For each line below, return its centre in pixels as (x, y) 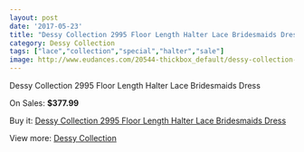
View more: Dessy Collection (63, 138)
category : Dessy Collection (62, 43)
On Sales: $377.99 (44, 103)
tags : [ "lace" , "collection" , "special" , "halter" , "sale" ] (117, 52)
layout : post (34, 18)
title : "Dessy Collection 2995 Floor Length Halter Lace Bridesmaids (143, 34)
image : (22, 60)
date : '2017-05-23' (46, 26)
